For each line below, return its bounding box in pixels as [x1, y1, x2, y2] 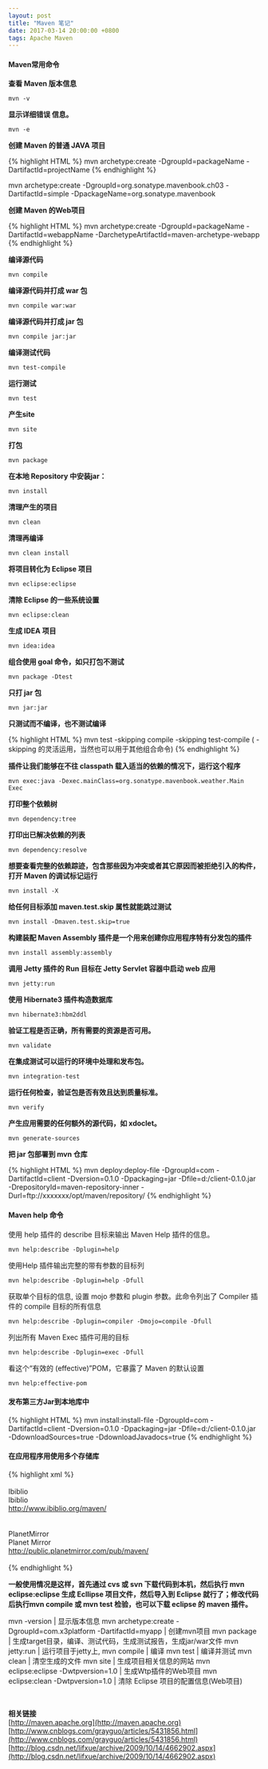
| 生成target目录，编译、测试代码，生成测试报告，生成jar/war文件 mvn [8, 1636, 239, 1646]
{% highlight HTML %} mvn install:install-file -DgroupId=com [8, 1415, 209, 1425]
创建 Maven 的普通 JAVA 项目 [8, 140, 106, 150]
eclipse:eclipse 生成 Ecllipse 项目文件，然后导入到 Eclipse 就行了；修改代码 [8, 1589, 259, 1599]
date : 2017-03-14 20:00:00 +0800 [8, 26, 120, 34]
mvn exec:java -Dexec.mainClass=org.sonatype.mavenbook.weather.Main [8, 778, 245, 786]
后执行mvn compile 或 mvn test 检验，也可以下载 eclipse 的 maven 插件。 [8, 1600, 253, 1609]
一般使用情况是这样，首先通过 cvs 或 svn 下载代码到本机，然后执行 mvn [8, 1580, 245, 1589]
